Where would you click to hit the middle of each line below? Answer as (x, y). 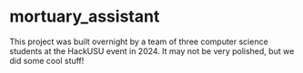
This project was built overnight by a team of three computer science (139, 41)
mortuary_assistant (85, 17)
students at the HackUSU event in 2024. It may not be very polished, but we (152, 50)
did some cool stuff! (47, 60)
